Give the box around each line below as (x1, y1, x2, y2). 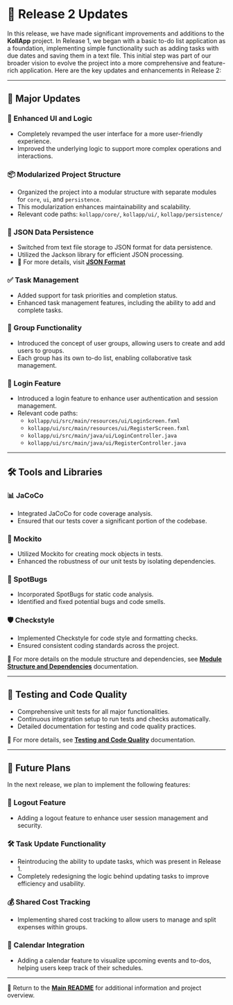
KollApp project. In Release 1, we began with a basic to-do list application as (7, 36, 226, 44)
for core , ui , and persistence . (17, 195, 102, 204)
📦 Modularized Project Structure (7, 170, 121, 179)
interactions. (17, 152, 53, 160)
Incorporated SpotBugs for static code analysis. (17, 590, 154, 598)
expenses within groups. (17, 923, 88, 931)
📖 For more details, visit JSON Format (17, 258, 126, 266)
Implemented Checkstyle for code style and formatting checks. (17, 634, 198, 642)
